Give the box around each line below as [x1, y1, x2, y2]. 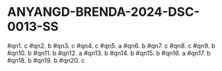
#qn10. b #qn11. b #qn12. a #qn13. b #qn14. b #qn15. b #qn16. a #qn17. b [7, 49, 211, 57]
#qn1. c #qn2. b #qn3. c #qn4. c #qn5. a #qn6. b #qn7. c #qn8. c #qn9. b [7, 41, 216, 50]
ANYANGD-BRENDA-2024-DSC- [7, 4, 200, 20]
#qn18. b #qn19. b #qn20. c [7, 56, 86, 64]
